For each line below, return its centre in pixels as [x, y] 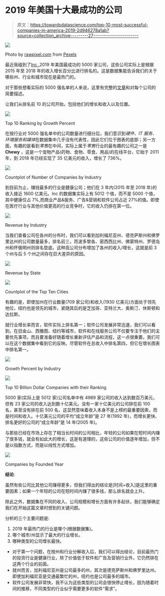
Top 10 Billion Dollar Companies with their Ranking [56, 387]
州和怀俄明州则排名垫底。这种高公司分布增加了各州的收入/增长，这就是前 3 [81, 247]
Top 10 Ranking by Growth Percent [40, 123]
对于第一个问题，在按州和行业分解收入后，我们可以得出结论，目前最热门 [85, 552]
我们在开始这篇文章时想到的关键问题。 [44, 508]
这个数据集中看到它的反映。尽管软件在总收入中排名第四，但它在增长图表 [87, 343]
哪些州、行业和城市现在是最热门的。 [42, 77]
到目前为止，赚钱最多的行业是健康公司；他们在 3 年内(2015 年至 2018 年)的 [81, 187]
